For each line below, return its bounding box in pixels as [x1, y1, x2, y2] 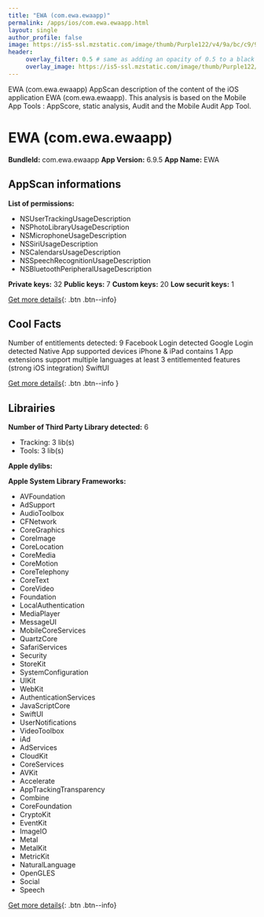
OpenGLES [19, 868, 56, 878]
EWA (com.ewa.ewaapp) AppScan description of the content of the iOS [8, 84, 240, 94]
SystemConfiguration [19, 667, 89, 678]
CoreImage [19, 533, 57, 544]
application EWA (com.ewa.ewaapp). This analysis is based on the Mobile [8, 92, 247, 102]
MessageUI [19, 618, 57, 627]
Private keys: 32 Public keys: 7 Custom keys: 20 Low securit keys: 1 [8, 279, 234, 288]
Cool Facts [8, 317, 61, 331]
